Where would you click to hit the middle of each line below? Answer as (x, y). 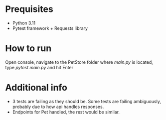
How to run (28, 49)
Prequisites (29, 9)
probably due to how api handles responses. (58, 107)
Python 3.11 (24, 23)
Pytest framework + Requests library (50, 28)
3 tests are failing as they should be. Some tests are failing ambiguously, (86, 101)
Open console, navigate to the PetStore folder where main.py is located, (79, 62)
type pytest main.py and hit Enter (39, 67)
